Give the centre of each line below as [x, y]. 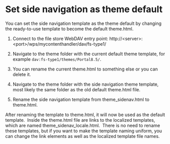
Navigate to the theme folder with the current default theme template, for [89, 54]
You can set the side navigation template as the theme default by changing [83, 23]
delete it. [22, 74]
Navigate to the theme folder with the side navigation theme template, [86, 84]
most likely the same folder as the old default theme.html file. [76, 89]
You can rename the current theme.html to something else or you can [85, 69]
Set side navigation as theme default [84, 9]
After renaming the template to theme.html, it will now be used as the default [85, 115]
